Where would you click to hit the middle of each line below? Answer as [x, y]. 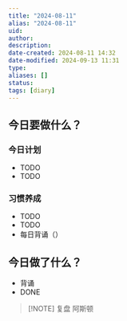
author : [21, 38]
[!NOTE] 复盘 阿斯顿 [61, 309]
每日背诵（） [41, 234]
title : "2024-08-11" [43, 16]
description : [30, 46]
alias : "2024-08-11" [43, 23]
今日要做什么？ [45, 125]
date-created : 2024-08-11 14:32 [62, 53]
